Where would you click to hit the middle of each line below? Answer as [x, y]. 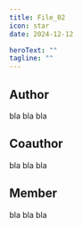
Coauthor [37, 144]
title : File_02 [37, 17]
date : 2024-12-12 [41, 34]
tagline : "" [31, 59]
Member [33, 194]
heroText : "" [33, 50]
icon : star [29, 26]
